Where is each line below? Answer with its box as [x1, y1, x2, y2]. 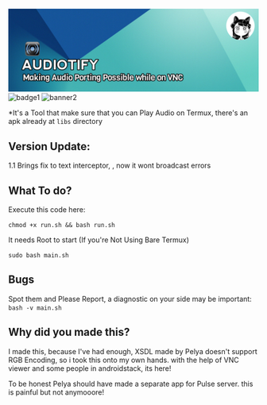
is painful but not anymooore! [8, 387, 105, 397]
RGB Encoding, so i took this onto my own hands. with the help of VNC [8, 355, 240, 364]
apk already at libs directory [8, 117, 103, 126]
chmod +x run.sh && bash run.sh [8, 221, 115, 229]
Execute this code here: [8, 204, 86, 214]
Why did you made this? [8, 326, 130, 339]
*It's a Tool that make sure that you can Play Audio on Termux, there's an [8, 108, 249, 118]
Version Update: [8, 140, 91, 153]
